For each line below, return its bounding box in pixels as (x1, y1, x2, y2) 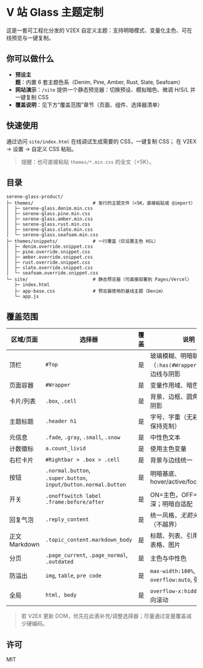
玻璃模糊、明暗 (150, 352, 193, 360)
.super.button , (45, 474, 88, 482)
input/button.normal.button (45, 481, 126, 488)
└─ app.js (14, 294, 39, 300)
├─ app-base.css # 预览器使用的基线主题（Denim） (14, 288, 166, 294)
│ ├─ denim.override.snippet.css (6, 244, 94, 250)
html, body (45, 592, 77, 598)
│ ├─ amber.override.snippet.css (6, 255, 94, 261)
